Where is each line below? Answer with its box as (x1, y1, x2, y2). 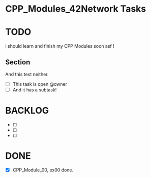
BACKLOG (5, 105, 49, 117)
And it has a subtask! (12, 87, 57, 93)
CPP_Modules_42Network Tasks (5, 3, 146, 15)
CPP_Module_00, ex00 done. (12, 167, 74, 173)
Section (5, 58, 31, 66)
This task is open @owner (12, 81, 68, 87)
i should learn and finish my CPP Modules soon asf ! (5, 43, 114, 49)
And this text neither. (5, 71, 49, 77)
